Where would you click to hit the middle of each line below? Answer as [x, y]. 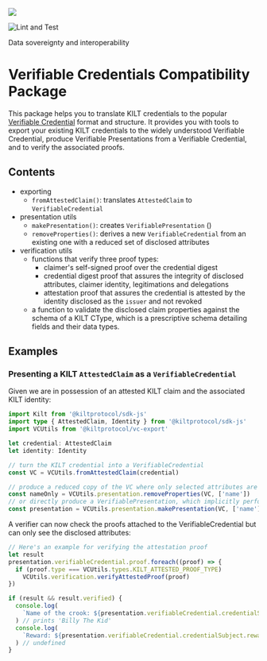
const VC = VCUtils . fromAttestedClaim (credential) [94, 473]
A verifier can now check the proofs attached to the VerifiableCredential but [132, 524]
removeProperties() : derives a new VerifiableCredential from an [139, 234]
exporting [35, 191]
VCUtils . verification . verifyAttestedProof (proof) [106, 577]
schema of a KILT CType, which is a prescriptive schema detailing [139, 318]
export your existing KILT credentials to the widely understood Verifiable [126, 130]
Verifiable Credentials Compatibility [129, 75]
